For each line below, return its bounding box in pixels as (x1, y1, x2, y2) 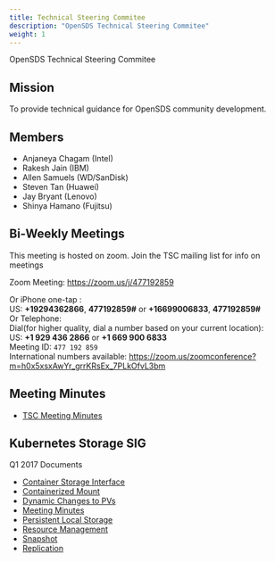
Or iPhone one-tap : (9, 293, 82, 304)
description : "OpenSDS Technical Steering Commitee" (9, 21, 210, 30)
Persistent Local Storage (21, 515, 113, 525)
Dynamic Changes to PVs (21, 496, 116, 507)
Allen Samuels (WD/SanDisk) (21, 172, 129, 183)
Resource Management (21, 524, 109, 535)
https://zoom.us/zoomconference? (129, 351, 257, 361)
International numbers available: (9, 351, 128, 361)
